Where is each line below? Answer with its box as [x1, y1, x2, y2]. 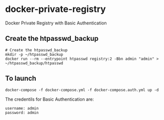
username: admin [5, 106, 39, 111]
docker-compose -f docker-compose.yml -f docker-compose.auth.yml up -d [5, 87, 159, 93]
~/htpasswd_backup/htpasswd [5, 61, 64, 66]
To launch [5, 74, 36, 83]
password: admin [5, 110, 39, 115]
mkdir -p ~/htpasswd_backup [5, 52, 64, 57]
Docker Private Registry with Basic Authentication [5, 20, 107, 26]
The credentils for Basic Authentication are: [5, 96, 94, 102]
